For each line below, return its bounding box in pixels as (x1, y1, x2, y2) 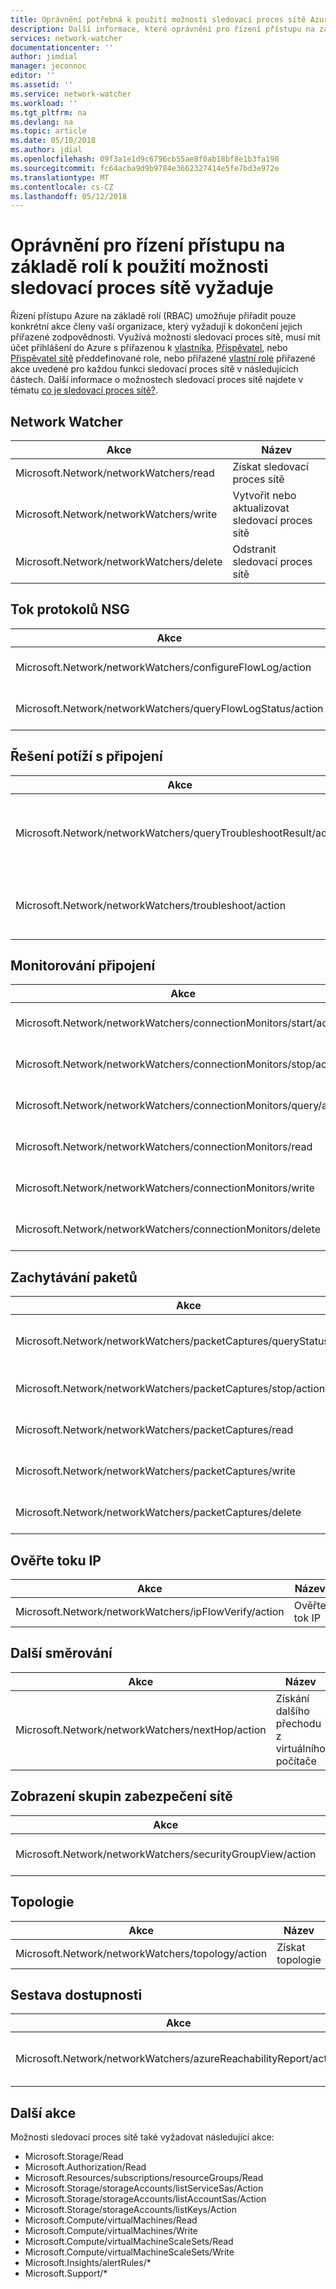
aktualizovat (232, 501, 290, 515)
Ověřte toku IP (10, 1552, 102, 1569)
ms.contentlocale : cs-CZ (10, 182, 114, 192)
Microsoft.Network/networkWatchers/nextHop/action (15, 1722, 267, 1736)
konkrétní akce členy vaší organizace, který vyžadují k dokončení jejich (10, 321, 303, 333)
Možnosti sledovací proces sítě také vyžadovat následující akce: (10, 2131, 275, 2143)
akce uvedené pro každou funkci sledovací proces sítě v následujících (10, 363, 299, 375)
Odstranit (232, 542, 277, 556)
